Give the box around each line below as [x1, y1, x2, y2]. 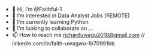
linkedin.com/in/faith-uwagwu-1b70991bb [11, 40, 115, 47]
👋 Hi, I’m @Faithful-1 [11, 6, 62, 13]
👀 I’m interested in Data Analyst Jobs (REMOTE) [11, 12, 130, 19]
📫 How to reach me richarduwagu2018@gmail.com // [11, 32, 145, 38]
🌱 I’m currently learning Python [11, 18, 89, 25]
